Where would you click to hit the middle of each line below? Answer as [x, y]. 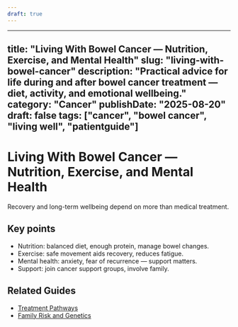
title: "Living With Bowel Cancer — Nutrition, [108, 49]
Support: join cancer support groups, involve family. [93, 268]
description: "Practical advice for [153, 71]
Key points [32, 229]
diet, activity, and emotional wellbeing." [97, 94]
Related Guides [42, 291]
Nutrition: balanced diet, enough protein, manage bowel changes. [113, 246]
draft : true [25, 14]
